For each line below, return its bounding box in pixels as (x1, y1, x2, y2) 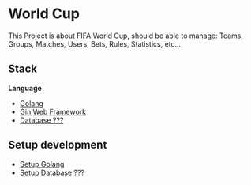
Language (8, 83, 42, 92)
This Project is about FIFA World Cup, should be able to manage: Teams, (8, 31, 243, 40)
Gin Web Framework (19, 107, 87, 116)
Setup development (8, 138, 107, 152)
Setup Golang (19, 159, 65, 168)
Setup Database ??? (19, 168, 85, 177)
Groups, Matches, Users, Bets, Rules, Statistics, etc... (8, 39, 182, 48)
